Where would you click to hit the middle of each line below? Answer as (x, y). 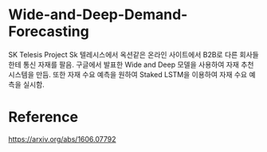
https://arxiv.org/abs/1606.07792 (62, 139)
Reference (43, 117)
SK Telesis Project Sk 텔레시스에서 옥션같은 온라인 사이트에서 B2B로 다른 (123, 54)
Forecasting (49, 31)
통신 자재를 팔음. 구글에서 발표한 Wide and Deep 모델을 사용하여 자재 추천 (138, 64)
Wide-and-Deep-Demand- (98, 15)
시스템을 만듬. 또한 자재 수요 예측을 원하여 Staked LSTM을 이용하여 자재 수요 (128, 74)
